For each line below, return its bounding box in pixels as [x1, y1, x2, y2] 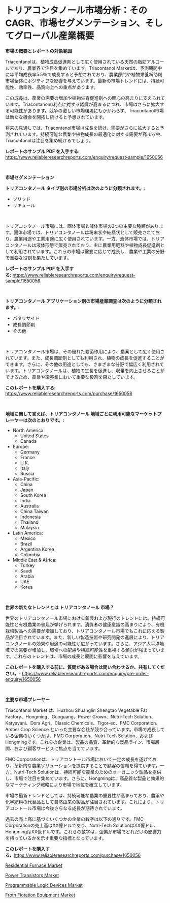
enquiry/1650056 [5, 676, 41, 682]
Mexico [20, 535, 36, 541]
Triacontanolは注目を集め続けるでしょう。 [5, 137, 94, 143]
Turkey [20, 562, 35, 568]
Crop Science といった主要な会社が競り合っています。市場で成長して [20, 726, 165, 732]
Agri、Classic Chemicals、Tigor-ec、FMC [41, 720, 130, 726]
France [20, 454, 36, 460]
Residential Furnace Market [5, 862, 62, 868]
